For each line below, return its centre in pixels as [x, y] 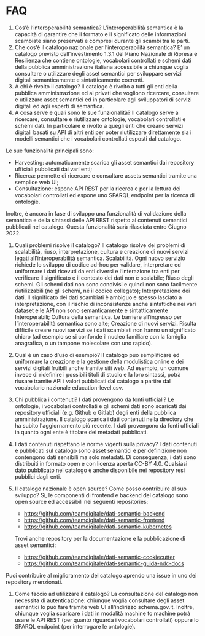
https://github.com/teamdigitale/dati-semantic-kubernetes [98, 527]
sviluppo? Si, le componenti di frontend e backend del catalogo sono [101, 495]
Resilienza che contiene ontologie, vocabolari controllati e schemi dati [103, 60]
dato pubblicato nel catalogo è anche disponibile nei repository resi [100, 470]
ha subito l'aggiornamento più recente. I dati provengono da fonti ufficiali [106, 425]
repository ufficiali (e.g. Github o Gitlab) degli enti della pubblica [95, 412]
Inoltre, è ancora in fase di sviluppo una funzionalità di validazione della [96, 213]
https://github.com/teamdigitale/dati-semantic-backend [94, 513]
